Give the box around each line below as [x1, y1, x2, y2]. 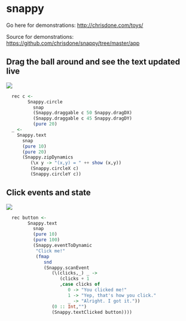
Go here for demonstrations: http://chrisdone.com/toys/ [6, 22, 144, 29]
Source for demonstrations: [6, 33, 74, 40]
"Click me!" [35, 247, 66, 254]
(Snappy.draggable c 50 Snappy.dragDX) [32, 110, 133, 116]
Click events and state [6, 188, 91, 198]
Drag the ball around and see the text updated [6, 57, 181, 67]
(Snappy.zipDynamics [22, 154, 74, 160]
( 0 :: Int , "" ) [51, 304, 87, 310]
